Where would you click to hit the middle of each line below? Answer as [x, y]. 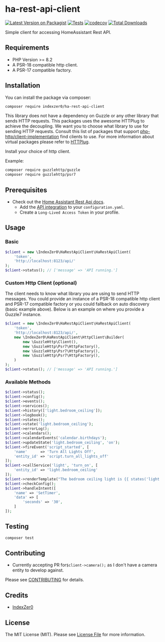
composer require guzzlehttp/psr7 [41, 175]
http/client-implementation [32, 137]
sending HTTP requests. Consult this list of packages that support [72, 131]
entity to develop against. [38, 570]
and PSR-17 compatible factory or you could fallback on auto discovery [77, 304]
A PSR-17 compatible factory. [42, 70]
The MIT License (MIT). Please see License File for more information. [75, 635]
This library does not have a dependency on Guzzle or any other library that [82, 116]
